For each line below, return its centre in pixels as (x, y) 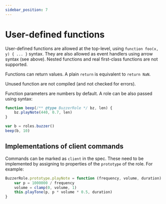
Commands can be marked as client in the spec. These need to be (75, 158)
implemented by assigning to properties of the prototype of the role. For (79, 163)
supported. (16, 64)
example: (14, 169)
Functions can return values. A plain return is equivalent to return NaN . (78, 74)
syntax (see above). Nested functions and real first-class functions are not (82, 59)
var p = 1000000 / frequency (44, 183)
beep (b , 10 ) (17, 131)
